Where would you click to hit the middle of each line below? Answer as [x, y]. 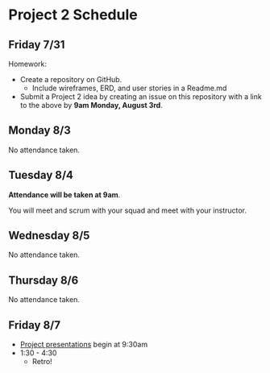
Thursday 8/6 [44, 280]
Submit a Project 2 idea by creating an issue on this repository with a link [141, 97]
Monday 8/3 [39, 131]
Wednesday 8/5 [49, 236]
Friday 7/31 [37, 45]
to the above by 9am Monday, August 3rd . [91, 105]
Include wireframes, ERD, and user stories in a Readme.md [129, 88]
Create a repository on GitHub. [71, 79]
